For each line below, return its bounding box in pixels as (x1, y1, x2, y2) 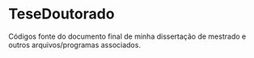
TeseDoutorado (8, 5, 115, 23)
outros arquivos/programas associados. (8, 39, 142, 49)
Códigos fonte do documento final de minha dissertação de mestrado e (8, 31, 247, 41)
